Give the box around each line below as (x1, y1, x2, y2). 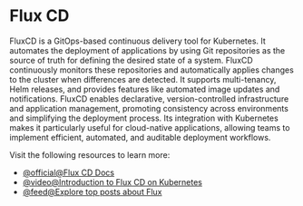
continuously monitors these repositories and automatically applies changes (9, 64, 295, 75)
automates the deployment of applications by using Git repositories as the (9, 44, 286, 55)
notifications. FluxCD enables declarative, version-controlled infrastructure (9, 93, 289, 104)
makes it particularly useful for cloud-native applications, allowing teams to (9, 122, 290, 132)
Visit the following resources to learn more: (9, 149, 171, 160)
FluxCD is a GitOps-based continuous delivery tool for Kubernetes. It (9, 35, 266, 46)
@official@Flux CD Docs (22, 167, 115, 178)
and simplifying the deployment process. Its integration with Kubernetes (9, 113, 279, 123)
